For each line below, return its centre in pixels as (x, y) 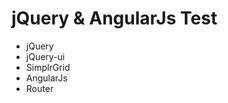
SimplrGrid (48, 67)
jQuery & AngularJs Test (114, 18)
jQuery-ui (45, 56)
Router (39, 88)
